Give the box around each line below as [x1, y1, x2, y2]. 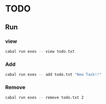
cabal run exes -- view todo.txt [5, 49, 75, 54]
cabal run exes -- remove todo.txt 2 [5, 95, 84, 100]
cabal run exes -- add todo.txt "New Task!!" [5, 72, 101, 77]
